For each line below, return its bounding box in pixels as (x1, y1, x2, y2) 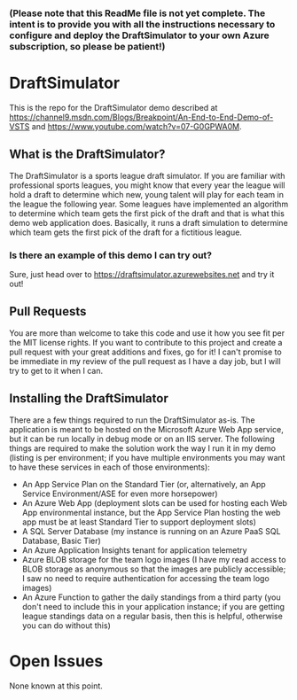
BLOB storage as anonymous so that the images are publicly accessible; (21, 564, 286, 574)
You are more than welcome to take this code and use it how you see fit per (9, 327, 285, 338)
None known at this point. (9, 681, 104, 691)
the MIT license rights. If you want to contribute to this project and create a (9, 337, 283, 347)
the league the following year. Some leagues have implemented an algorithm (9, 198, 289, 209)
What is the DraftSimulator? (9, 147, 166, 162)
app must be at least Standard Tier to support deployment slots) (21, 517, 257, 527)
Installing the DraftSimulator (9, 391, 168, 406)
